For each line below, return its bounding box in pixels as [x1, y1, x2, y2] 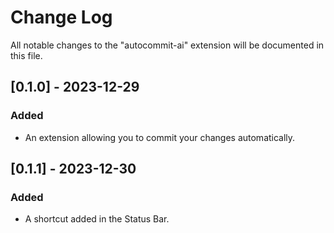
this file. [10, 49, 43, 61]
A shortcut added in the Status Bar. [24, 213, 170, 225]
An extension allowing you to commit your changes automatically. [24, 131, 296, 143]
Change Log [10, 6, 113, 29]
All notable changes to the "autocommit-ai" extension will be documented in [10, 39, 325, 51]
